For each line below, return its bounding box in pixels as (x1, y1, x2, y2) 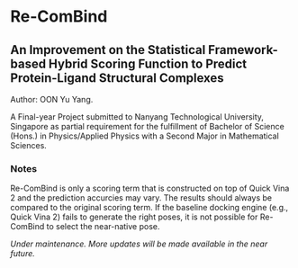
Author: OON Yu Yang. (10, 94, 94, 104)
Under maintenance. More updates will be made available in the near (10, 238, 268, 249)
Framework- (207, 42, 278, 58)
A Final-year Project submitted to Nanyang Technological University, (10, 112, 265, 122)
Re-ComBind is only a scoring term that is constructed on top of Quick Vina (10, 183, 290, 194)
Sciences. (10, 140, 48, 150)
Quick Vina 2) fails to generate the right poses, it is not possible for (10, 211, 258, 222)
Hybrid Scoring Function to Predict (49, 56, 248, 71)
